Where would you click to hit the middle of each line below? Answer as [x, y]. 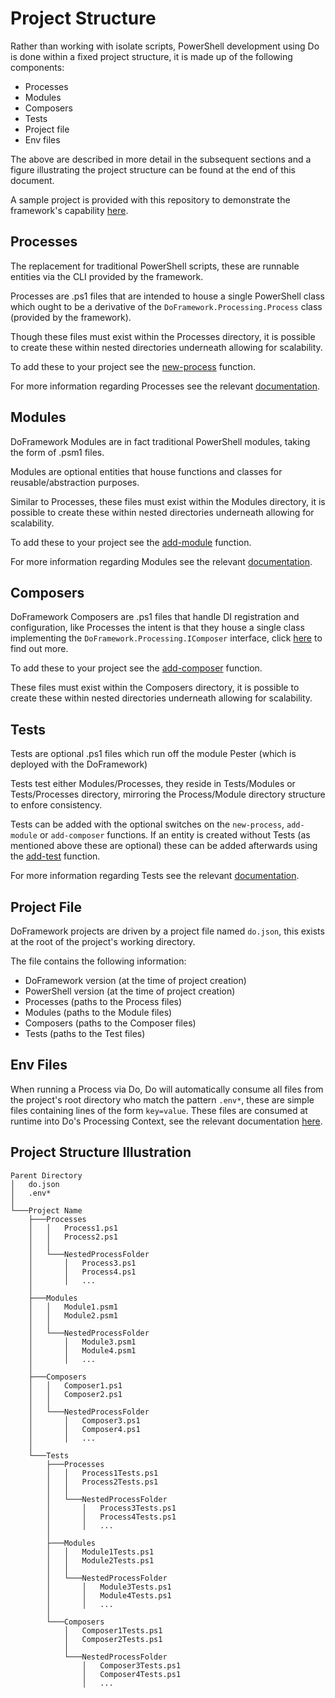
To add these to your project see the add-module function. [131, 542]
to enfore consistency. [56, 805]
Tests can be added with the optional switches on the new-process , [147, 824]
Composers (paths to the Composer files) [110, 1023]
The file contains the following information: [98, 961]
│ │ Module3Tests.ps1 [109, 1587]
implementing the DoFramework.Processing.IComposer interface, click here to [166, 638]
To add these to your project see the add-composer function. [136, 668]
